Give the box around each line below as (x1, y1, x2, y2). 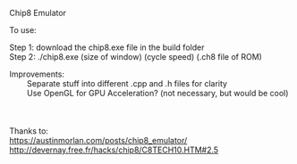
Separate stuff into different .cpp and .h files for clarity (26, 78, 228, 88)
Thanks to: (9, 126, 49, 136)
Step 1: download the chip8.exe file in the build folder (9, 42, 205, 53)
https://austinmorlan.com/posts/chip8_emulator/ (9, 135, 188, 145)
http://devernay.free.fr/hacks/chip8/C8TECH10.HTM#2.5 (9, 144, 219, 155)
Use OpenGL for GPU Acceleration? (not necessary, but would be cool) (26, 88, 289, 98)
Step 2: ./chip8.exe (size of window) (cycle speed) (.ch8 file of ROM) (9, 52, 262, 61)
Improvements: (9, 69, 65, 79)
